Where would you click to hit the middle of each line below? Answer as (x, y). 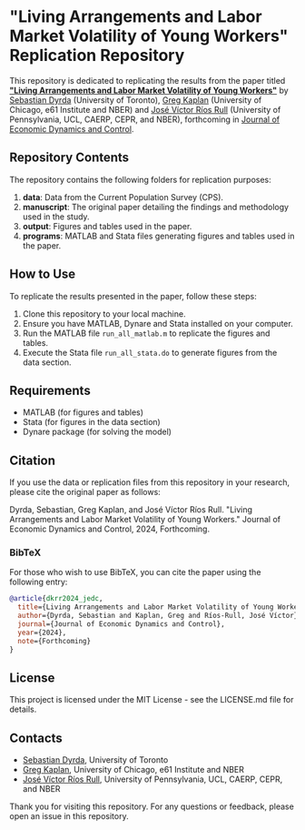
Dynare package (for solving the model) (97, 432)
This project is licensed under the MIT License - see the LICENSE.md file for (152, 700)
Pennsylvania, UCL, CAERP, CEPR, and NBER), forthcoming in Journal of (145, 119)
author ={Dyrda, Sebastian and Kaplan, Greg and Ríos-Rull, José (142, 616)
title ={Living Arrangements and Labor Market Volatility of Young (146, 607)
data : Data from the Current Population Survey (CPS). (123, 197)
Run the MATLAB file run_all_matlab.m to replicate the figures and (146, 333)
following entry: (39, 582)
